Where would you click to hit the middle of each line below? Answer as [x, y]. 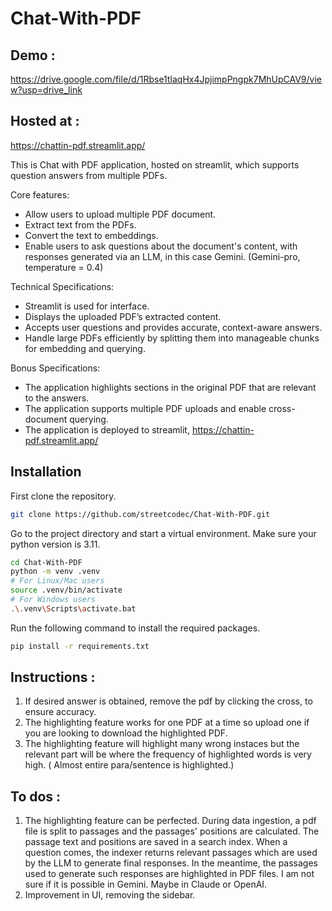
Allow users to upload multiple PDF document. [120, 214]
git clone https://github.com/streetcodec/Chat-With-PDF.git [140, 514]
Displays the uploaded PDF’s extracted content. [123, 316]
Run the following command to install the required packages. [135, 628]
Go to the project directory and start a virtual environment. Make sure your [163, 533]
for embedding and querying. [85, 348]
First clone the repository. [63, 496]
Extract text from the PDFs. [80, 224]
